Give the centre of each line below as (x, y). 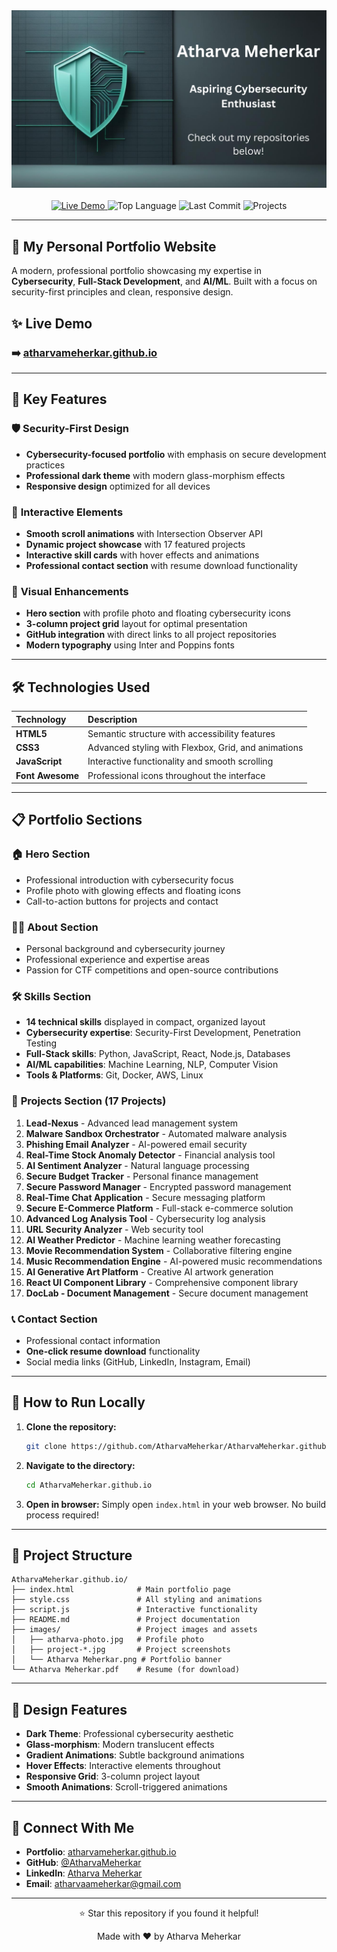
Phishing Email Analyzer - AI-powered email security (136, 1144)
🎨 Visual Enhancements (70, 591)
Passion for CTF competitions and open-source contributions (152, 970)
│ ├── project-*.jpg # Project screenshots (121, 1650)
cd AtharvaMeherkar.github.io (89, 1485)
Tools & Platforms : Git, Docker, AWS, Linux (114, 1075)
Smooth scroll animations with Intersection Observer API (144, 533)
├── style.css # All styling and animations (137, 1600)
